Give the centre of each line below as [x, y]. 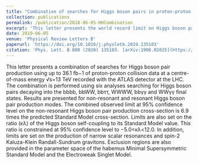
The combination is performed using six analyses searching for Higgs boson [99, 86]
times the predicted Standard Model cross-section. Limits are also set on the [99, 117]
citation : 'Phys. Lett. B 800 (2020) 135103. [63, 50]
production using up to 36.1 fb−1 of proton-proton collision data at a [88, 73]
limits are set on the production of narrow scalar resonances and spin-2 [93, 136]
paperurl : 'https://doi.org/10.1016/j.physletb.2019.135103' [83, 45]
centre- [180, 73]
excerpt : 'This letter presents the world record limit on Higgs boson [96, 28]
